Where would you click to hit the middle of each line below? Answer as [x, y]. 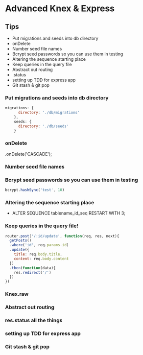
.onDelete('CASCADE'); [29, 154]
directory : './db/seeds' [43, 126]
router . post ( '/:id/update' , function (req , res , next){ [62, 236]
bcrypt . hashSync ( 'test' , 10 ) [35, 190]
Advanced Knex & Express [60, 9]
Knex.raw [17, 294]
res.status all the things [34, 320]
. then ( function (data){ [33, 268]
